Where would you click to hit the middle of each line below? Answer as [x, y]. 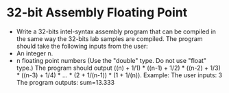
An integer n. [35, 53]
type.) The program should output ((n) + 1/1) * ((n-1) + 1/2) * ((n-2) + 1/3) [118, 68]
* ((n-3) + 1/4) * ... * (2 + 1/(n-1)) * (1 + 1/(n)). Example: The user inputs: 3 [119, 75]
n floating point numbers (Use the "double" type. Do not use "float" [111, 60]
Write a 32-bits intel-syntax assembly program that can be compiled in [116, 31]
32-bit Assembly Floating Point [97, 13]
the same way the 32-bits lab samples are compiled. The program [109, 38]
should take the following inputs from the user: [82, 46]
